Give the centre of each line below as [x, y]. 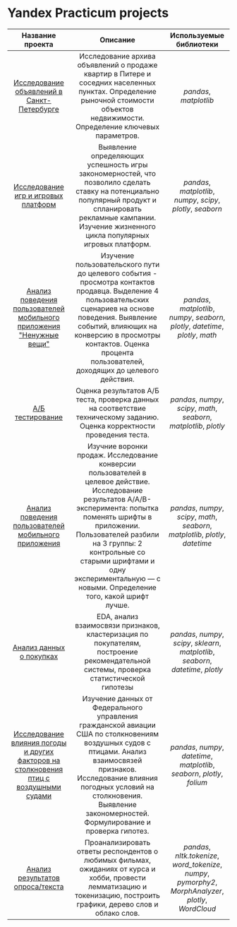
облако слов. [117, 913]
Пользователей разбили [117, 534]
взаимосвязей [117, 760]
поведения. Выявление [117, 317]
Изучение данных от [117, 698]
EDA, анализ [117, 616]
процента [117, 352]
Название [39, 35]
